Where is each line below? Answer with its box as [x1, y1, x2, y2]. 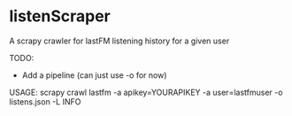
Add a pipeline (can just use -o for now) [21, 69, 167, 81]
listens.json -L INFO [9, 96, 81, 107]
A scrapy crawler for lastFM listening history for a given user [9, 35, 230, 46]
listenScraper [9, 6, 111, 27]
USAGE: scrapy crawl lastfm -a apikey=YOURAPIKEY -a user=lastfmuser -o [9, 87, 283, 97]
